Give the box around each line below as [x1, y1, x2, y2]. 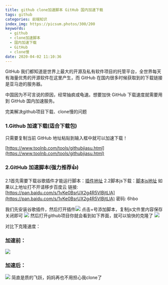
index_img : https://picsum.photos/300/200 [5, 21, 95, 27]
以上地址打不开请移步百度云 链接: [9, 184, 78, 190]
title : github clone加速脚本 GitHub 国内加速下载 [5, 7, 104, 13]
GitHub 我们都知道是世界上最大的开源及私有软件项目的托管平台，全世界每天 [5, 68, 161, 74]
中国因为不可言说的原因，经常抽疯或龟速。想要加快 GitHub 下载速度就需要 [5, 91, 158, 98]
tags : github [5, 12, 33, 17]
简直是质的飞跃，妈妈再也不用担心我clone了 [11, 274, 102, 280]
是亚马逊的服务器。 [5, 81, 45, 87]
